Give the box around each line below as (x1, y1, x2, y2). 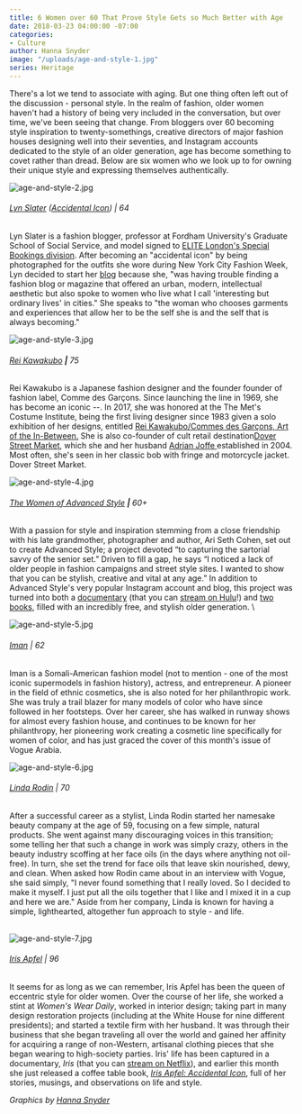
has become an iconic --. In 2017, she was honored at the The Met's (9, 402, 262, 412)
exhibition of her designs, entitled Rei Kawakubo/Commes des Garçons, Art (9, 421, 289, 432)
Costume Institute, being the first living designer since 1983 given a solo (9, 412, 277, 422)
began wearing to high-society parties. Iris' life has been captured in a (9, 1048, 270, 1059)
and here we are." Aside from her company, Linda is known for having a (9, 896, 274, 907)
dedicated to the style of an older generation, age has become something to (9, 145, 292, 156)
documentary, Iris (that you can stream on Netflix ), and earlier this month (9, 1058, 280, 1069)
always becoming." (9, 317, 80, 328)
